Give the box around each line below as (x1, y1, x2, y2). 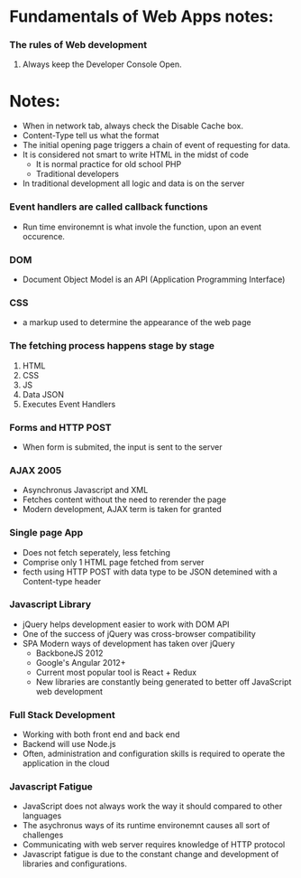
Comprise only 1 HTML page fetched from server (22, 556, 205, 567)
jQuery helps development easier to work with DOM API (22, 619, 230, 630)
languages (22, 810, 62, 821)
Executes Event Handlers (22, 398, 116, 409)
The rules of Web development (9, 39, 147, 51)
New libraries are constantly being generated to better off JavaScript (35, 676, 292, 687)
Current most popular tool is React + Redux (35, 667, 196, 677)
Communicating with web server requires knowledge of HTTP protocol (22, 839, 286, 850)
